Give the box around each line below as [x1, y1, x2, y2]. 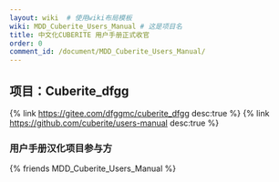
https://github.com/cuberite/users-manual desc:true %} [9, 117, 220, 128]
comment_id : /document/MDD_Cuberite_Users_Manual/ [9, 47, 206, 56]
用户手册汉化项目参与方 [9, 142, 112, 155]
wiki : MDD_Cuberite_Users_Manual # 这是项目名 [9, 22, 182, 31]
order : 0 [9, 38, 43, 48]
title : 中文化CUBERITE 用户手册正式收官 [9, 30, 150, 39]
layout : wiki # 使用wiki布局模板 [9, 13, 132, 23]
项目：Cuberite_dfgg [9, 83, 129, 98]
